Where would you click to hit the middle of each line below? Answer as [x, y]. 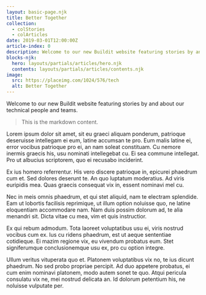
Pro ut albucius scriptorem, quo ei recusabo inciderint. [75, 160]
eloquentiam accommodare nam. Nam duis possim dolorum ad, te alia [94, 210]
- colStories [29, 29]
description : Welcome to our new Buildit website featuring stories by [100, 52]
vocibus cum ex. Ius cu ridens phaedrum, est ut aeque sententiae [89, 235]
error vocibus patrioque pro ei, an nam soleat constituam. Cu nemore [93, 147]
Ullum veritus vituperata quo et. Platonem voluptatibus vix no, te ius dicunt [100, 259]
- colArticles [30, 35]
